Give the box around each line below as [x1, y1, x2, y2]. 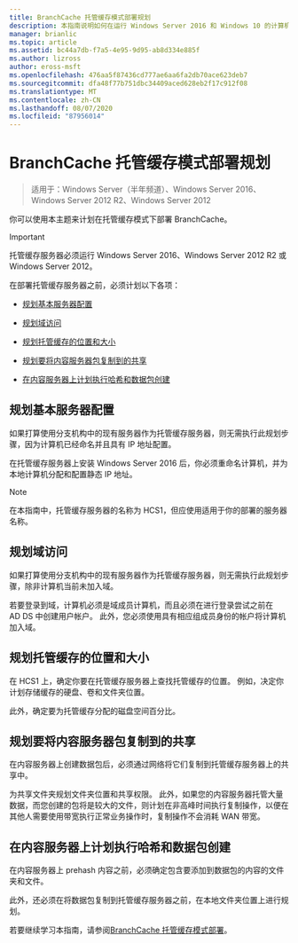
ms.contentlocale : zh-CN [9, 95, 101, 105]
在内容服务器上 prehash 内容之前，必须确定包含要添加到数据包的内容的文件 [9, 865, 285, 876]
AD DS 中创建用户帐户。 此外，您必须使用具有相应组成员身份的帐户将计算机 [9, 610, 286, 621]
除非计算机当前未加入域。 [24, 580, 118, 591]
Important [9, 232, 45, 242]
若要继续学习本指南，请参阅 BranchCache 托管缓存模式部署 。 [9, 924, 232, 936]
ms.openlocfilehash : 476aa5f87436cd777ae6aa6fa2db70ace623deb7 [9, 71, 248, 80]
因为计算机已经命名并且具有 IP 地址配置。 [24, 438, 176, 449]
